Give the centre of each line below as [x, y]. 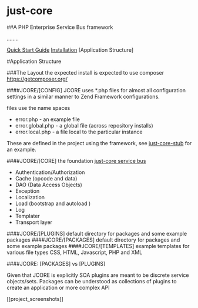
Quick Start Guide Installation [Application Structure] [70, 50]
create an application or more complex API [58, 287]
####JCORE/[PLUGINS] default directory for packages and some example [97, 233]
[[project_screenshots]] [35, 299]
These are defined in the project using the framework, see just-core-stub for [99, 143]
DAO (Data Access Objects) [49, 185]
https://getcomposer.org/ [37, 79]
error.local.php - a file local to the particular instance [79, 132]
